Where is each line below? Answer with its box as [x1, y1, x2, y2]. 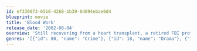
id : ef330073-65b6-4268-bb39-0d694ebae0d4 [6, 8, 111, 15]
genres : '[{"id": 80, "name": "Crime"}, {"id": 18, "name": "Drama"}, [6, 36, 182, 42]
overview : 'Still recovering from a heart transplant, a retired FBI [6, 30, 180, 36]
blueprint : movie [6, 14, 49, 20]
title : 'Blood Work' [6, 19, 57, 25]
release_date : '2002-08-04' [6, 25, 75, 31]
